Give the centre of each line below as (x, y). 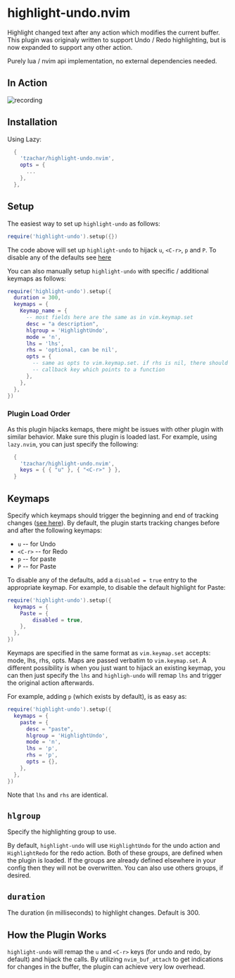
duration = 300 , (37, 298)
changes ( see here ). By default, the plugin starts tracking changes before (114, 522)
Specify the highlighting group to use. (62, 832)
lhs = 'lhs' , (45, 343)
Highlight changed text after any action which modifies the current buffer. (114, 32)
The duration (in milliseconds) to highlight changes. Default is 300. (104, 913)
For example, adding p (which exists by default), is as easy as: (97, 697)
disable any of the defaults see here (59, 257)
